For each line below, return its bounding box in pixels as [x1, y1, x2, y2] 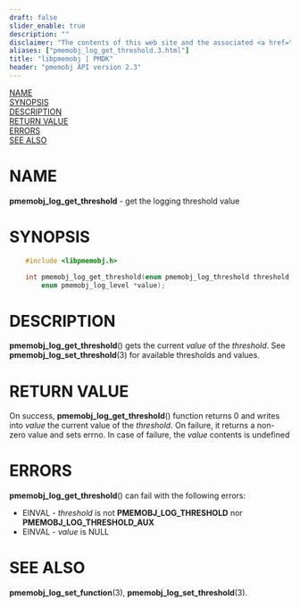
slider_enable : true [9, 21, 87, 30]
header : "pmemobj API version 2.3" [9, 63, 142, 72]
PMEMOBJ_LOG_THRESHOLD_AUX [21, 517, 154, 528]
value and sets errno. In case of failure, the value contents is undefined [28, 429, 290, 440]
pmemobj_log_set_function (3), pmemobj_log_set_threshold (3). [9, 587, 248, 598]
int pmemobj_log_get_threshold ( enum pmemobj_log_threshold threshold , [25, 272, 294, 281]
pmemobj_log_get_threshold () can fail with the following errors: [9, 490, 246, 501]
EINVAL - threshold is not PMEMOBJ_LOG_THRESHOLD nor [21, 508, 243, 519]
